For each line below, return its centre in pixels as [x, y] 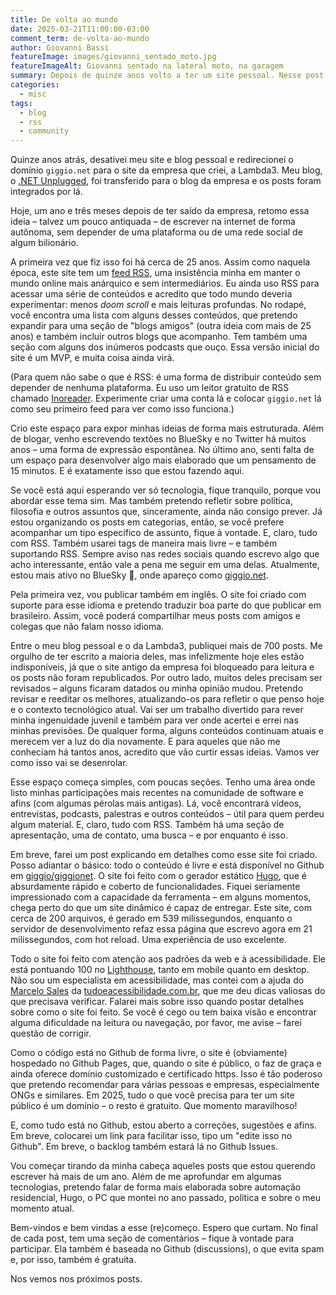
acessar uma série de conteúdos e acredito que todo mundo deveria [151, 294]
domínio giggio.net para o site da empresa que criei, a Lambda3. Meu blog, [166, 170]
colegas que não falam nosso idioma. [87, 627]
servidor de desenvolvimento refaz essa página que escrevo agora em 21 [161, 929]
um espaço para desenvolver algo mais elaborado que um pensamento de [163, 460]
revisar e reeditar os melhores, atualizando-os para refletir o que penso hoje [167, 699]
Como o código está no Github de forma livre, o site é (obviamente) [149, 1053]
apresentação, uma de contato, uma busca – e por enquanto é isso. [149, 835]
